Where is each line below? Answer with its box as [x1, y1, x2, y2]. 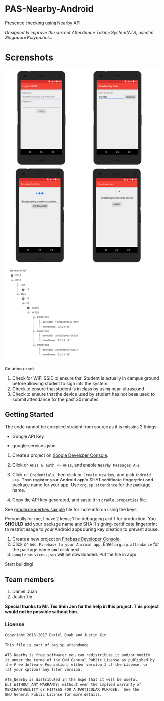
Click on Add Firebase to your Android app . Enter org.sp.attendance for [12, 541, 159, 547]
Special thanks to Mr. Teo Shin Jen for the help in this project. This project [5, 603, 159, 609]
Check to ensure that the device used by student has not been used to [12, 391, 155, 397]
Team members [5, 576, 54, 584]
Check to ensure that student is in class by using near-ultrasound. [12, 386, 146, 392]
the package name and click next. [12, 546, 81, 552]
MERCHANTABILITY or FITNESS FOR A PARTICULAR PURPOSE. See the [5, 687, 139, 692]
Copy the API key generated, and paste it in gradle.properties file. [12, 497, 147, 503]
